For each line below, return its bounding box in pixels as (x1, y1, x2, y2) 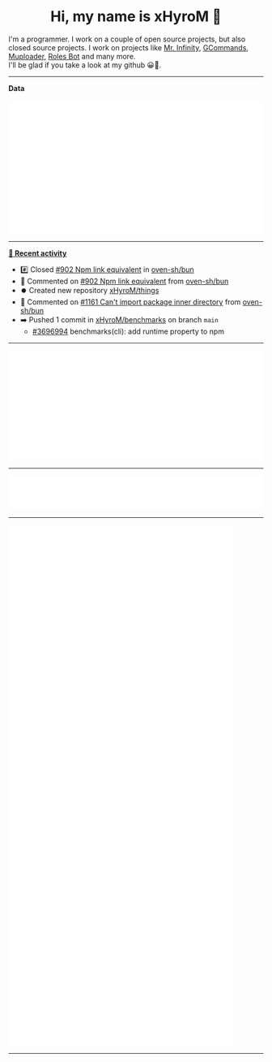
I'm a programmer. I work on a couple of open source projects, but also (8, 34, 246, 44)
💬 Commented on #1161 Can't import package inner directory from (19, 297, 241, 307)
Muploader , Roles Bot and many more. (8, 51, 136, 61)
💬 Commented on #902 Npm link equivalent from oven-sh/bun (19, 276, 229, 287)
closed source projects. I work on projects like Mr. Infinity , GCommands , (8, 42, 249, 52)
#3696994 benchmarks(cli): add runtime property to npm (32, 326, 225, 336)
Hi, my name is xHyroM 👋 (50, 7, 222, 26)
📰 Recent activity (8, 248, 67, 258)
